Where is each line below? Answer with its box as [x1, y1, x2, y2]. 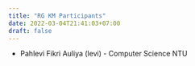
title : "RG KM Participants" [8, 11, 106, 20]
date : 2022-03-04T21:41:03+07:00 [8, 19, 121, 27]
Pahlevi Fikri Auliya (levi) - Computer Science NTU [19, 49, 188, 59]
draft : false [8, 27, 52, 35]
